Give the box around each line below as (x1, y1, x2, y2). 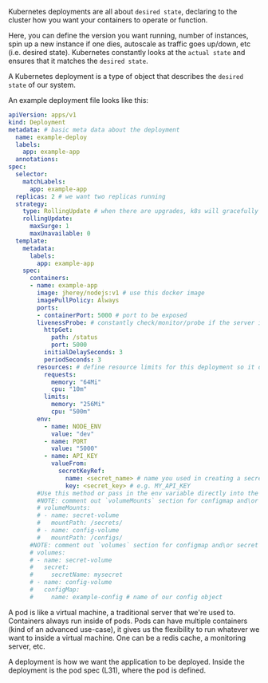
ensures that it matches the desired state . (8, 56, 149, 65)
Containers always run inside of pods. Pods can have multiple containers (8, 616, 248, 626)
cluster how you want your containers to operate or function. (8, 15, 208, 25)
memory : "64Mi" (50, 378, 102, 386)
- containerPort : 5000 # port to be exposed (37, 311, 187, 319)
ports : (37, 303, 59, 312)
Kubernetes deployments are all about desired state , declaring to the (8, 7, 238, 16)
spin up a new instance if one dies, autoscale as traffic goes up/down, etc (8, 39, 251, 49)
